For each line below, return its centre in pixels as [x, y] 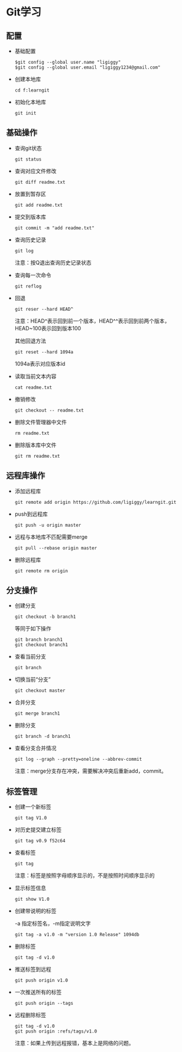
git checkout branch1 [41, 645]
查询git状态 [28, 148]
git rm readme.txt [37, 456]
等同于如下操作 [33, 628]
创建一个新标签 [33, 807]
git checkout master [40, 691]
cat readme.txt [33, 387]
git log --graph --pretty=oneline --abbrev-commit [78, 760]
